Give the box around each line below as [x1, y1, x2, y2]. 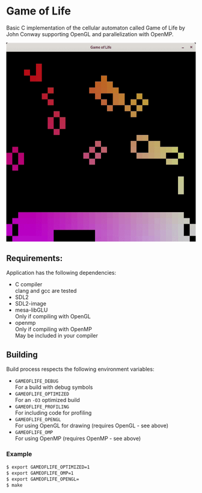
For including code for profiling [14, 409, 92, 416]
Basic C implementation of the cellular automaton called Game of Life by [6, 24, 185, 31]
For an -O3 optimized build [14, 397, 80, 404]
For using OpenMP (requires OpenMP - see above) [14, 435, 141, 442]
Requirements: [6, 253, 63, 263]
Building [6, 350, 38, 360]
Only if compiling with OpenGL [14, 313, 91, 320]
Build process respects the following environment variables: [6, 366, 155, 373]
